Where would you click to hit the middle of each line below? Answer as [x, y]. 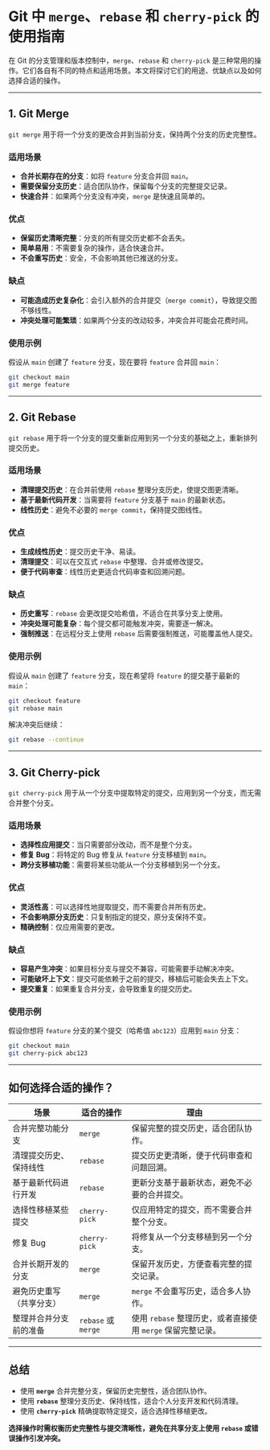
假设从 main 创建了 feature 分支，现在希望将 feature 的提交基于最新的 [124, 676]
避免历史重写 [37, 1291]
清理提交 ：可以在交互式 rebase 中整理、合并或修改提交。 [114, 562]
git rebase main [35, 709]
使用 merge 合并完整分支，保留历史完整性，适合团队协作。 [115, 1390]
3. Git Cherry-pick [54, 772]
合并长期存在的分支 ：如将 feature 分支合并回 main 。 [106, 176]
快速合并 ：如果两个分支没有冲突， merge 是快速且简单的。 [115, 196]
